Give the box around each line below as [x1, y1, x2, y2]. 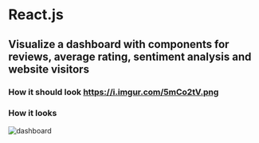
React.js [8, 6, 64, 24]
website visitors [8, 62, 90, 76]
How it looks [8, 108, 57, 119]
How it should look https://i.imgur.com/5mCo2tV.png [8, 86, 219, 97]
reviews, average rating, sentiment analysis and [8, 50, 252, 63]
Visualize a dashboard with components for [8, 38, 230, 51]
